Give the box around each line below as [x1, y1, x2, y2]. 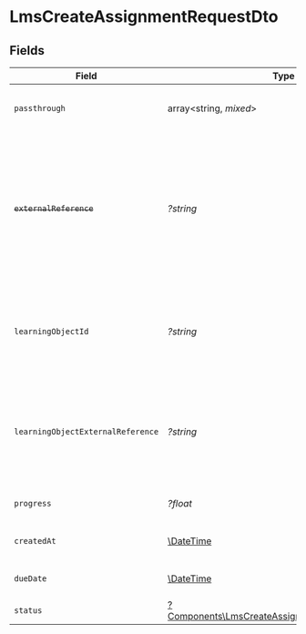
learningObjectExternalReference [14, 426, 159, 436]
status [14, 606, 43, 616]
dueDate [14, 574, 47, 584]
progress [14, 498, 52, 508]
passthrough [14, 103, 66, 113]
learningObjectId [14, 326, 89, 336]
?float [167, 497, 193, 509]
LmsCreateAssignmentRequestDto [9, 6, 279, 27]
